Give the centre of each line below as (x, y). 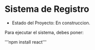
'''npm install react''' (26, 42)
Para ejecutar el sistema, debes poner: (44, 32)
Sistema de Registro (47, 9)
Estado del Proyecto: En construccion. (51, 23)
